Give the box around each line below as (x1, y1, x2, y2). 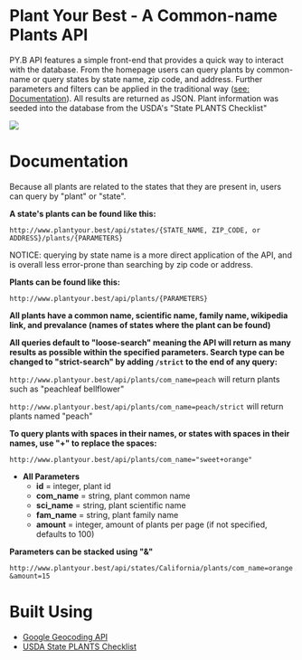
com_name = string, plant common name (35, 490, 191, 501)
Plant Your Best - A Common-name (9, 5, 278, 26)
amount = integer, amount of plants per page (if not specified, (35, 519, 268, 530)
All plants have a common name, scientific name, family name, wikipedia (9, 309, 288, 321)
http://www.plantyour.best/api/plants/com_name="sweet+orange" (9, 455, 253, 464)
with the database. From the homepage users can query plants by (9, 64, 255, 75)
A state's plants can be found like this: (9, 208, 156, 219)
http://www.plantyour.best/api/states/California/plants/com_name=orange (9, 563, 294, 572)
